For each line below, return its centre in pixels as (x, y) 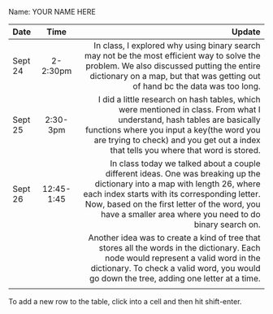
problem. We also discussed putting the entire (173, 66)
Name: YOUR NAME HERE (52, 12)
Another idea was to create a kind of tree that (174, 238)
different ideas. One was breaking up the (183, 174)
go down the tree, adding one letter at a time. (175, 278)
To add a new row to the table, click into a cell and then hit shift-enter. (125, 301)
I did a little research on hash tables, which (179, 99)
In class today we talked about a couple (185, 164)
